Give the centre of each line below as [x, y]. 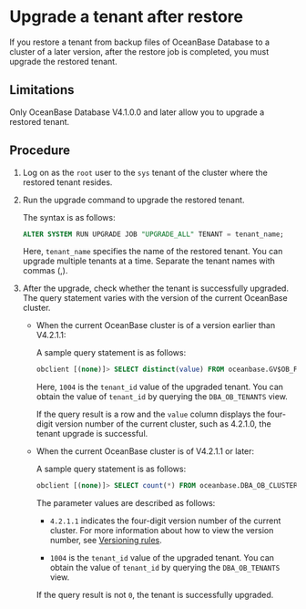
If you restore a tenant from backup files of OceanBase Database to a [140, 42]
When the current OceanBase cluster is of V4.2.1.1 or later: [145, 451]
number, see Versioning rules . [106, 541]
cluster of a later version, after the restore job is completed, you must [139, 51]
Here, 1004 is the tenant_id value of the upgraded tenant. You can [160, 387]
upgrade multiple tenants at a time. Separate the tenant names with [148, 261]
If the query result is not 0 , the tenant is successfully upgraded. [155, 595]
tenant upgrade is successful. [92, 434]
